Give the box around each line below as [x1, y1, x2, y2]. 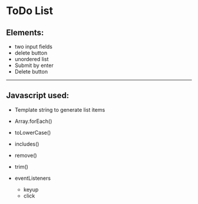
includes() [14, 140, 39, 148]
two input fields [14, 43, 53, 50]
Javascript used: [6, 91, 70, 101]
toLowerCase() [14, 129, 51, 136]
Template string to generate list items [14, 106, 105, 113]
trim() [14, 163, 28, 170]
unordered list [14, 56, 49, 62]
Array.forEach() [14, 118, 52, 125]
